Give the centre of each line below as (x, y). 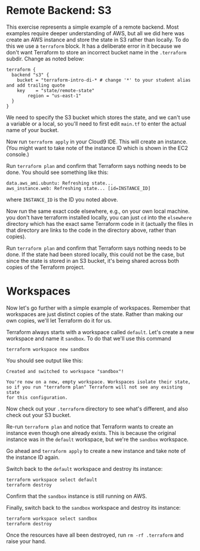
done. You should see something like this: (57, 172)
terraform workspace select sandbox (52, 518)
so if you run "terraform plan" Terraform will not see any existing (95, 387)
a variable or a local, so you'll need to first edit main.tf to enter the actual (96, 124)
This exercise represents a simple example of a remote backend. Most (93, 27)
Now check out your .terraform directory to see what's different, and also (97, 408)
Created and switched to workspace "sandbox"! (65, 371)
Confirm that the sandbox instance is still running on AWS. (77, 496)
